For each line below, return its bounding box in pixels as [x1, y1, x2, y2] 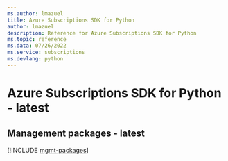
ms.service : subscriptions [7, 49, 85, 56]
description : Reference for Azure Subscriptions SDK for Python [7, 29, 197, 37]
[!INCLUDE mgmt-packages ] [7, 146, 89, 154]
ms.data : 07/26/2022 [7, 42, 67, 49]
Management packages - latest [7, 128, 146, 139]
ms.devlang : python [7, 56, 64, 62]
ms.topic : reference [7, 36, 67, 43]
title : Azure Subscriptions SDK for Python [7, 17, 135, 24]
